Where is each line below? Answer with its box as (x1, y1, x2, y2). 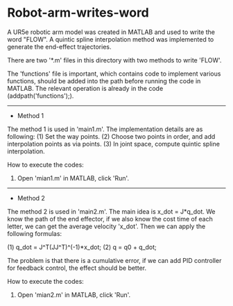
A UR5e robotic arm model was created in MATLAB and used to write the (7, 28, 215, 36)
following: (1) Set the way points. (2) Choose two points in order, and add (7, 132, 216, 140)
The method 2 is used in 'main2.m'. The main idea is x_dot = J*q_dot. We (7, 207, 216, 216)
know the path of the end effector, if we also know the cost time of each (7, 214, 213, 223)
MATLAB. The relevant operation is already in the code (7, 84, 164, 92)
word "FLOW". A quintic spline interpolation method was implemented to (7, 35, 214, 43)
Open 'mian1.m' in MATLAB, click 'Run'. (17, 173, 130, 182)
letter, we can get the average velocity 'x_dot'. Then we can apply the (7, 222, 206, 230)
